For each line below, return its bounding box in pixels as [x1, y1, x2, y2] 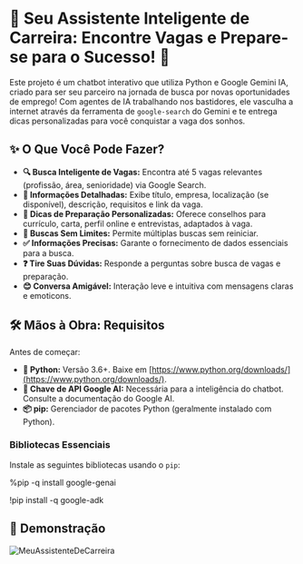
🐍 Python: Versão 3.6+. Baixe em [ [22, 363, 152, 375]
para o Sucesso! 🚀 [31, 47, 171, 67]
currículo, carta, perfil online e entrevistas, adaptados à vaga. [22, 218, 253, 229]
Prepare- [220, 27, 288, 48]
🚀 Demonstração [9, 521, 106, 537]
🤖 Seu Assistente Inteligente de [9, 8, 250, 29]
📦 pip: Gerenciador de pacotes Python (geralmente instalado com [22, 403, 272, 414]
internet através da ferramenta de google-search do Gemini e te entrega [9, 105, 278, 116]
